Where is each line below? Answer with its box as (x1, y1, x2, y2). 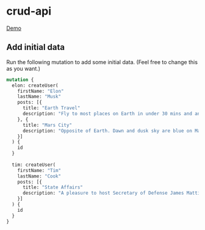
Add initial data (6, 42, 65, 52)
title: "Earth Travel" (22, 105, 81, 111)
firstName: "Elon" (17, 88, 64, 94)
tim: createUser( (12, 162, 56, 168)
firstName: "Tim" (17, 167, 62, 173)
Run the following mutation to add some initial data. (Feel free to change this (6, 58, 198, 65)
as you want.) (6, 65, 41, 72)
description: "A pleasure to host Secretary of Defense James (22, 190, 184, 196)
